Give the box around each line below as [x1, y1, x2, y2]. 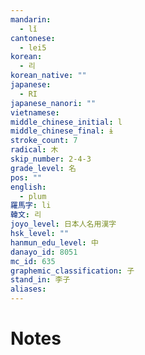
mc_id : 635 [10, 256, 56, 266]
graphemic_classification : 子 [10, 266, 135, 276]
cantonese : [10, 33, 56, 43]
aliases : [10, 284, 47, 295]
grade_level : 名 [10, 163, 77, 173]
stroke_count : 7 [10, 136, 78, 146]
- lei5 [19, 42, 47, 53]
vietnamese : [10, 107, 60, 118]
